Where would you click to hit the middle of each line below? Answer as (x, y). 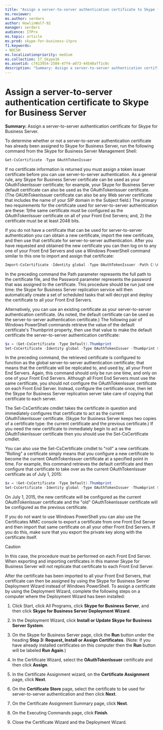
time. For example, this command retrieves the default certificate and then (79, 464)
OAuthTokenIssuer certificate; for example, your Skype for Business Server (80, 184)
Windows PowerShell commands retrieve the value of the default (70, 324)
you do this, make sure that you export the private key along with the (73, 532)
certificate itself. (21, 537)
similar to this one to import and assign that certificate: (59, 256)
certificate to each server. (31, 399)
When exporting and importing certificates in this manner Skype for (72, 561)
